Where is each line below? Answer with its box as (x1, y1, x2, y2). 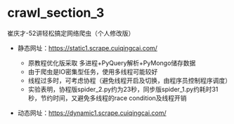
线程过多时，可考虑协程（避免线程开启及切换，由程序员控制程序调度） (27, 76, 232, 85)
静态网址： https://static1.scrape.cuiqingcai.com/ (17, 43, 158, 52)
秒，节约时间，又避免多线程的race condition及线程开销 (27, 93, 188, 102)
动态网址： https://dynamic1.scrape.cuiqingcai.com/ (17, 109, 167, 117)
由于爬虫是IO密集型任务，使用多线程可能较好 (27, 67, 158, 76)
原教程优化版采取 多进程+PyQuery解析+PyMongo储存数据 (27, 58, 196, 67)
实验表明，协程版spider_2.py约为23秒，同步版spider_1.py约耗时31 (27, 85, 219, 93)
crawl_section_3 (7, 5, 105, 21)
